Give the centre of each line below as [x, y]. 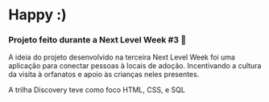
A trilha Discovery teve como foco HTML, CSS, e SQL [97, 90]
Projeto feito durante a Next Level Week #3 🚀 [97, 40]
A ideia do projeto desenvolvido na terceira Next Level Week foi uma [122, 57]
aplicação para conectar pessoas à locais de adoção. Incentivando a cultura [135, 66]
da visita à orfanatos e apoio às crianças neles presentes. [104, 75]
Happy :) [37, 15]
